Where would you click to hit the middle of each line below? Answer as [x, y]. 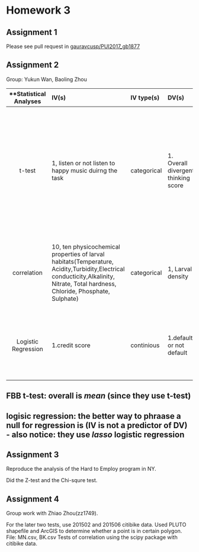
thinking [179, 178]
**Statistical [28, 94]
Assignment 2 [33, 65]
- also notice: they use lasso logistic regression [95, 434]
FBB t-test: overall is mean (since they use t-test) [99, 396]
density [178, 276]
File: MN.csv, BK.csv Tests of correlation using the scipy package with [92, 537]
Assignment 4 [33, 499]
